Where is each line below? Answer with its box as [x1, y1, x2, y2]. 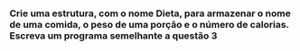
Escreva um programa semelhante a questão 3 [9, 30, 218, 42]
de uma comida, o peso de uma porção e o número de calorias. [9, 18, 289, 30]
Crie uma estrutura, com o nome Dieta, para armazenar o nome [9, 7, 291, 20]
